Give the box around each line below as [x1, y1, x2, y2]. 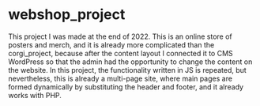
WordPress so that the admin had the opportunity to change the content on [8, 57, 253, 66]
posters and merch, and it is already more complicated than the [8, 40, 215, 49]
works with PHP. [8, 90, 62, 100]
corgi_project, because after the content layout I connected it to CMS [8, 48, 233, 58]
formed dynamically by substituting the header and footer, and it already [8, 81, 243, 92]
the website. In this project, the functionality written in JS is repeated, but [8, 65, 247, 74]
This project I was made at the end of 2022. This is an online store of [8, 32, 233, 41]
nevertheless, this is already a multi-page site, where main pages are [8, 74, 233, 83]
